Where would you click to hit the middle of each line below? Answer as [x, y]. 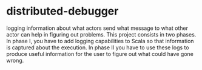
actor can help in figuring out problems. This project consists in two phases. [101, 34]
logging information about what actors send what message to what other [97, 28]
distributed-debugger [62, 11]
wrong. [15, 60]
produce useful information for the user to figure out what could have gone [100, 54]
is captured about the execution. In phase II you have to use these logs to [98, 47]
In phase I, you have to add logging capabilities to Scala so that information [100, 41]
